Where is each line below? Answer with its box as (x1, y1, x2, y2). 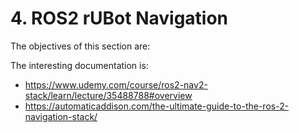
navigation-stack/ (24, 110, 98, 122)
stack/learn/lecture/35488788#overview (24, 89, 193, 101)
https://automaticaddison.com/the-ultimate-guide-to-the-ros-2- (24, 100, 290, 112)
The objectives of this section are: (10, 40, 151, 52)
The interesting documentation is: (10, 59, 149, 71)
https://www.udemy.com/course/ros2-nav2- (24, 78, 208, 91)
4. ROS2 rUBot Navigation (10, 7, 229, 30)
